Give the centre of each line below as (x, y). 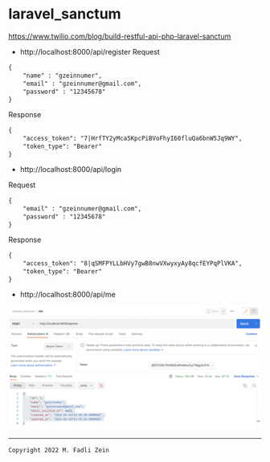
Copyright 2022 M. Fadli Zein (59, 451)
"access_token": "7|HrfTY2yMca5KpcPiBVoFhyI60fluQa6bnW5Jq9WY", (133, 138)
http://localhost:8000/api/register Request (90, 51)
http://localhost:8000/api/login (71, 169)
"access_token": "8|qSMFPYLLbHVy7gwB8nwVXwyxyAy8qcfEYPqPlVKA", (133, 263)
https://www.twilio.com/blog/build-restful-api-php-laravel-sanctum (120, 36)
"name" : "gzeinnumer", (63, 76)
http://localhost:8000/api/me (68, 294)
